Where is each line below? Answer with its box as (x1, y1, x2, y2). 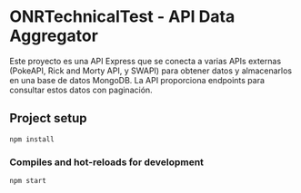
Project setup (9, 111, 88, 126)
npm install (9, 134, 55, 144)
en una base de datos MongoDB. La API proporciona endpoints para (9, 74, 266, 85)
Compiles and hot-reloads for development (9, 156, 205, 169)
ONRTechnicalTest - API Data (9, 6, 236, 27)
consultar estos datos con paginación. (9, 84, 153, 95)
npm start (9, 177, 47, 186)
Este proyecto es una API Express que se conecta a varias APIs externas (9, 55, 282, 66)
